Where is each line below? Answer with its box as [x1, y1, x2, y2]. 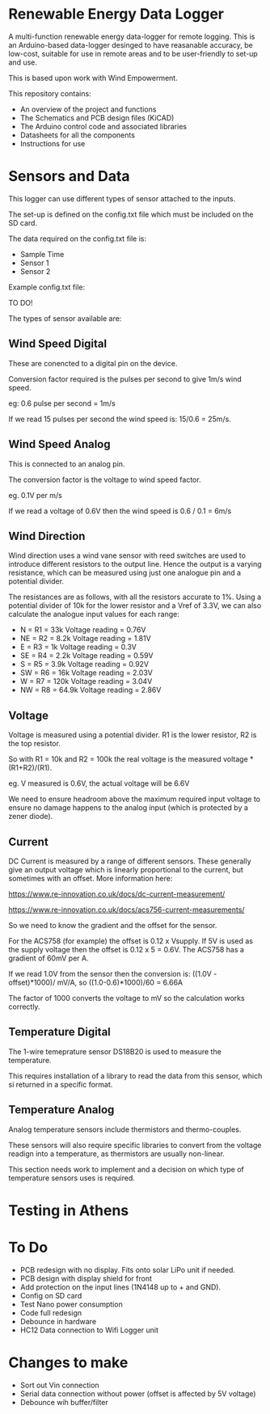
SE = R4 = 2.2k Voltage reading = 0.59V [19, 651, 154, 661]
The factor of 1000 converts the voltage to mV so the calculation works [8, 993, 245, 1002]
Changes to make [8, 1353, 129, 1371]
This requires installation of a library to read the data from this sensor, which [8, 1070, 263, 1080]
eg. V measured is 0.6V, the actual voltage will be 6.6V [8, 779, 190, 788]
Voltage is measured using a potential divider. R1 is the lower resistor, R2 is [8, 730, 257, 740]
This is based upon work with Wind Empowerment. [8, 73, 178, 82]
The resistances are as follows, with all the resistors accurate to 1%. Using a [8, 592, 261, 602]
